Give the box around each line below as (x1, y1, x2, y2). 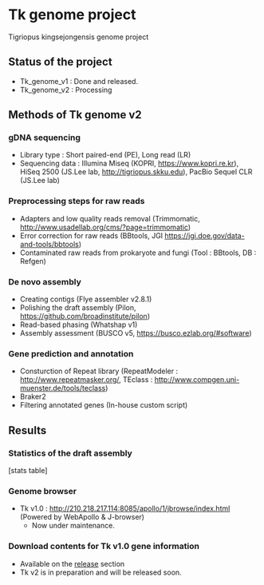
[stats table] (8, 466, 48, 476)
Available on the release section (19, 559, 125, 568)
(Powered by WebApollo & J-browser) (19, 512, 145, 522)
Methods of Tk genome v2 (8, 108, 142, 121)
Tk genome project (8, 6, 136, 24)
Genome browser (8, 485, 77, 496)
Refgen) (19, 256, 46, 265)
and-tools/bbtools (19, 239, 80, 249)
